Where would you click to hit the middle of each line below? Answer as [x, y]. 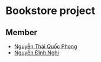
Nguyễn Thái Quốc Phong [45, 46]
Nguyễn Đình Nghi [37, 53]
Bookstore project [50, 11]
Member [22, 32]
